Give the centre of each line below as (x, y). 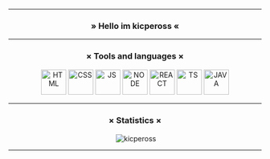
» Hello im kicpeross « (135, 26)
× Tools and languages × (135, 56)
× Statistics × (135, 120)
